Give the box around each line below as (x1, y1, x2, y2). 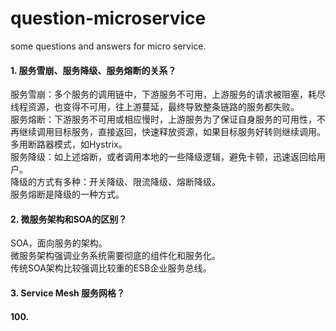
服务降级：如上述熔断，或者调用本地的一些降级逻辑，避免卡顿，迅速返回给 (10, 151, 317, 163)
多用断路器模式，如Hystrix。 (10, 138, 128, 151)
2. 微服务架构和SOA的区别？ (10, 213, 128, 225)
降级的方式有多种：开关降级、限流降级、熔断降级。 (10, 176, 221, 188)
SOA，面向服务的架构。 (10, 237, 108, 249)
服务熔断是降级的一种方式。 (10, 188, 125, 201)
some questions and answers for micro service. (10, 40, 207, 52)
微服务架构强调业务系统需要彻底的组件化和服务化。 (10, 250, 221, 262)
